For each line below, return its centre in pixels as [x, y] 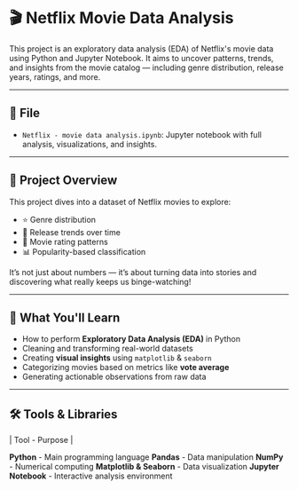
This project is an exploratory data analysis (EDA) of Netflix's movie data [141, 48]
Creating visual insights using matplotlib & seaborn [117, 358]
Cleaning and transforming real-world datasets [107, 349]
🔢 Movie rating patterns [65, 241]
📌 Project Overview [63, 181]
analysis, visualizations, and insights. [90, 144]
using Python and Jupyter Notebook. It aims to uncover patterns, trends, [141, 58]
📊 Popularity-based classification [84, 251]
